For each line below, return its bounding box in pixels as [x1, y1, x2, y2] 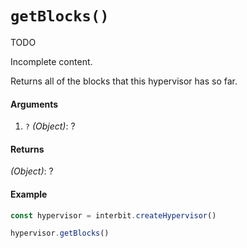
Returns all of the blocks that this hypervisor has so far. [10, 75, 238, 87]
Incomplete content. [10, 55, 93, 67]
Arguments [10, 98, 59, 110]
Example [10, 188, 48, 200]
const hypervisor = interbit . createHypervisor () [10, 210, 217, 221]
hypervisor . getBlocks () [10, 228, 110, 239]
